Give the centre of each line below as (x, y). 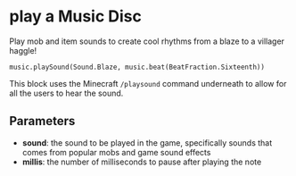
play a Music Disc (76, 17)
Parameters (42, 121)
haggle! (23, 50)
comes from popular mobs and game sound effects (116, 152)
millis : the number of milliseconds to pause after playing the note (142, 162)
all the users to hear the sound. (66, 93)
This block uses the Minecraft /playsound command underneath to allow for (148, 83)
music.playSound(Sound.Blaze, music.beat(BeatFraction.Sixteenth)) (137, 67)
